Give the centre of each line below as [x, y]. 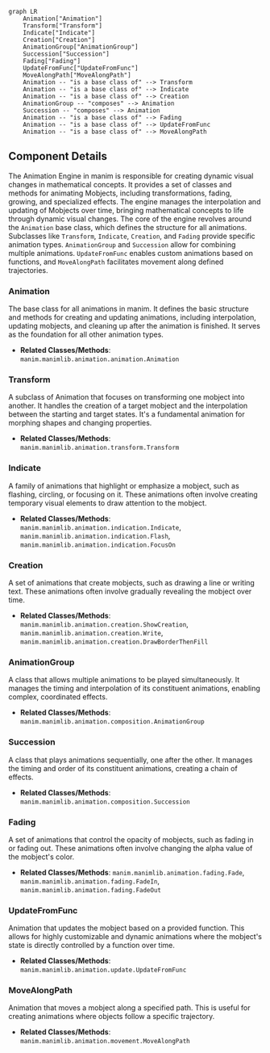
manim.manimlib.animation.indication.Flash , [95, 535]
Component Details [58, 156]
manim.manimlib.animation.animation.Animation [100, 359]
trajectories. [28, 270]
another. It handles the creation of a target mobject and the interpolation [128, 406]
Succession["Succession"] [66, 54]
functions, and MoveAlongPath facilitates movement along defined [116, 262]
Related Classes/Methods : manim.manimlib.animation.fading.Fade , [132, 872]
